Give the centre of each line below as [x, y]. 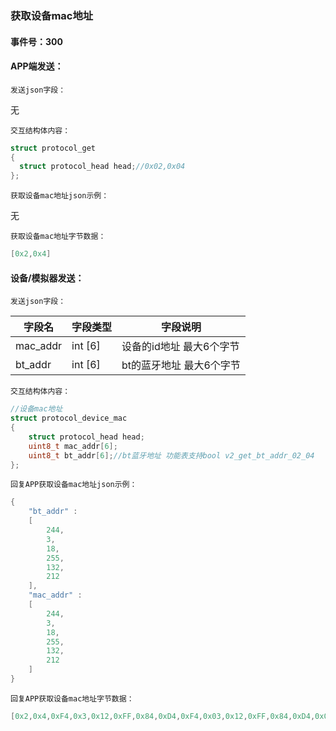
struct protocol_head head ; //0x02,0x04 [102, 167]
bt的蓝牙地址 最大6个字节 [181, 365]
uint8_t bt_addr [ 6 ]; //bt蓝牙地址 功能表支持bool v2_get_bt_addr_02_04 [171, 455]
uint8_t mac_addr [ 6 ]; [73, 446]
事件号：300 [36, 41]
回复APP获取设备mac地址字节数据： [72, 698]
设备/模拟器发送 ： [47, 278]
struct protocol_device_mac [69, 418]
